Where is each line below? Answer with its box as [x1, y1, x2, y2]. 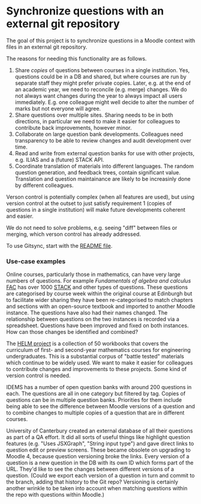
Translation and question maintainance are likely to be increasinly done [14, 175, 191, 182]
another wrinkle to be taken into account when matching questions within [6, 485, 188, 492]
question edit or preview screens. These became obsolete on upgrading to [6, 446, 191, 453]
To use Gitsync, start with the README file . [6, 242, 113, 249]
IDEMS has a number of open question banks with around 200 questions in [6, 384, 192, 391]
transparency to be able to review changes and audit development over [14, 137, 192, 144]
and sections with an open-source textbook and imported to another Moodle [6, 303, 196, 310]
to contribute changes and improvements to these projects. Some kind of [6, 366, 187, 373]
